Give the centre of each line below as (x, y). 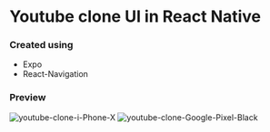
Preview (28, 98)
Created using (41, 45)
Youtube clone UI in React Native (135, 17)
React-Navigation (55, 74)
